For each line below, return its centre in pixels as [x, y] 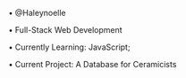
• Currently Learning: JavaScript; [69, 47]
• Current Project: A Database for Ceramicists [93, 64]
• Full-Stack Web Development [65, 30]
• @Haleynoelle [37, 13]
